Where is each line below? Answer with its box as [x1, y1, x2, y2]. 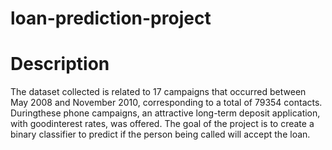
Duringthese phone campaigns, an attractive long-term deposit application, [10, 107, 321, 119]
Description [10, 53, 110, 76]
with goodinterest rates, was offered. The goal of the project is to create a [10, 118, 315, 130]
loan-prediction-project [10, 7, 212, 30]
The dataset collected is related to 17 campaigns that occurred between [10, 86, 307, 98]
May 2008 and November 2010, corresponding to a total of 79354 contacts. [10, 97, 323, 109]
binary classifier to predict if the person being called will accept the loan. [10, 128, 311, 141]
